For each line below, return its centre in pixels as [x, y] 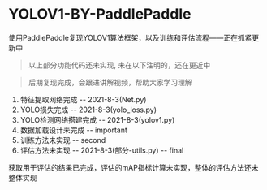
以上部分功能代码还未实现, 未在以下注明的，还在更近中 [119, 65]
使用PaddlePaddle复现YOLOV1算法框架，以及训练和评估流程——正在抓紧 [130, 37]
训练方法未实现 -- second [63, 140]
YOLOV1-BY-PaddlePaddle [100, 14]
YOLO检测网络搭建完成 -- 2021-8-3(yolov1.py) [97, 119]
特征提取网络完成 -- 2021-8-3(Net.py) [83, 99]
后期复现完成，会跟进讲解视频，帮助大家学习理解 [110, 82]
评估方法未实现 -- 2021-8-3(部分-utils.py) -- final [102, 150]
